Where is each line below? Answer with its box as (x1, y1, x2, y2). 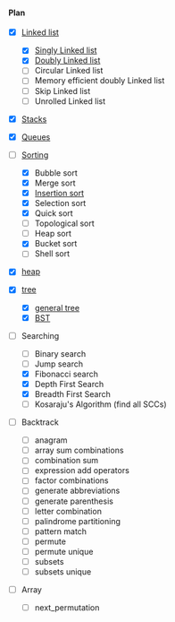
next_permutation (34, 602, 100, 613)
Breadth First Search (34, 388, 111, 399)
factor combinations (34, 475, 109, 486)
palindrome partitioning (34, 515, 121, 526)
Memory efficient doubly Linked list (34, 75, 165, 86)
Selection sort (34, 198, 87, 209)
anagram (34, 435, 68, 445)
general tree (34, 302, 80, 313)
